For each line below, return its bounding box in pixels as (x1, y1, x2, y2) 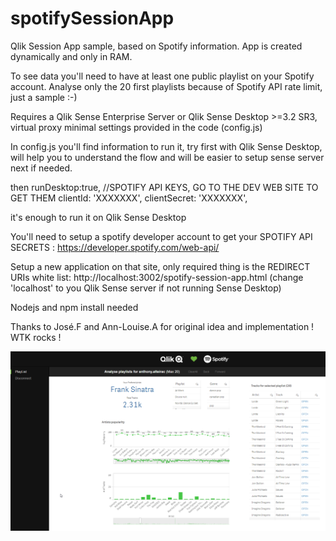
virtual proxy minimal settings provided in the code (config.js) (10, 121, 263, 133)
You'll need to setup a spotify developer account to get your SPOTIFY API (10, 230, 313, 242)
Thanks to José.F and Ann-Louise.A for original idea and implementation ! (10, 320, 315, 332)
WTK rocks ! (10, 331, 62, 343)
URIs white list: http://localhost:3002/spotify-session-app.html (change (10, 271, 304, 283)
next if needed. (10, 162, 73, 174)
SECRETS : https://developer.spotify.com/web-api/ (10, 241, 220, 253)
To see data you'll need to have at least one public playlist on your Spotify (10, 70, 315, 82)
